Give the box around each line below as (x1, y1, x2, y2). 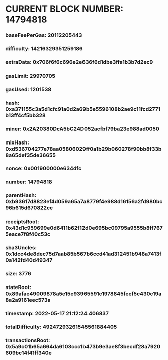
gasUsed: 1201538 (5, 86, 52, 93)
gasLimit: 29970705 (5, 72, 56, 79)
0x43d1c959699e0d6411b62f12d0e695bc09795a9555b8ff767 (5, 225, 163, 232)
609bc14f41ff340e (5, 349, 52, 356)
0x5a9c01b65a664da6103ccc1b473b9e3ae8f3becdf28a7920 (5, 343, 161, 350)
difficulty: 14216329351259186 (5, 45, 83, 52)
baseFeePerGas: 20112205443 (5, 32, 82, 39)
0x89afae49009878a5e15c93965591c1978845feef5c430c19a (5, 290, 162, 297)
